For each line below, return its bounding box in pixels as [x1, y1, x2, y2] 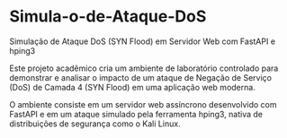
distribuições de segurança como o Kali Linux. [9, 118, 182, 129]
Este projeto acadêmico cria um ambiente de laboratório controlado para [9, 63, 279, 73]
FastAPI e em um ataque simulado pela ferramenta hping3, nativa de [9, 108, 264, 119]
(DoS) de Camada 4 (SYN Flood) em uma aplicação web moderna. [9, 82, 256, 92]
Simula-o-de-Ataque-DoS [9, 6, 207, 27]
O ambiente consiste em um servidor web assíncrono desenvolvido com [9, 99, 277, 109]
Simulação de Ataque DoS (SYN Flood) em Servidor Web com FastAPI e [9, 36, 276, 47]
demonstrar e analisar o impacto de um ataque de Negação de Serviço [9, 72, 273, 82]
